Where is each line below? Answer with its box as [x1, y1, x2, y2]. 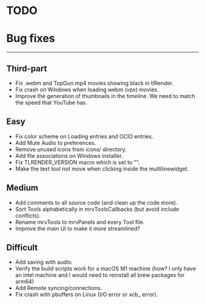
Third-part [6, 63, 48, 74]
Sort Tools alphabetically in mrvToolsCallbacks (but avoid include [15, 205, 179, 213]
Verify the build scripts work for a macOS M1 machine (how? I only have [15, 265, 196, 272]
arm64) [15, 278, 35, 285]
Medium [6, 183, 38, 193]
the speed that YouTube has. [15, 99, 87, 106]
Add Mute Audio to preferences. [15, 139, 96, 146]
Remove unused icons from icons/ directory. [15, 146, 127, 153]
